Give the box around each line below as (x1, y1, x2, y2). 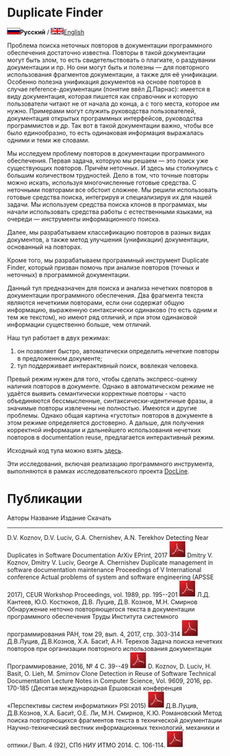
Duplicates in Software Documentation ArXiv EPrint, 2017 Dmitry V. (7, 551, 214, 559)
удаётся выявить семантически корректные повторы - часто (7, 389, 186, 397)
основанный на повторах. (7, 242, 83, 251)
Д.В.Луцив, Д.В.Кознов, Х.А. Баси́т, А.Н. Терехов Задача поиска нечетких (7, 637, 223, 646)
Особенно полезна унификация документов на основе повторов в (7, 78, 202, 86)
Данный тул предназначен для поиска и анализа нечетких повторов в (7, 283, 213, 292)
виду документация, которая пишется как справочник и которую (7, 92, 199, 100)
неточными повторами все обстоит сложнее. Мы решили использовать (7, 185, 218, 193)
